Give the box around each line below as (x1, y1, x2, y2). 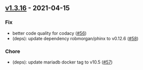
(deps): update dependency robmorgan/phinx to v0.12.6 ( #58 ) (12, 35, 139, 41)
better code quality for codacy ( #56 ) (12, 30, 87, 36)
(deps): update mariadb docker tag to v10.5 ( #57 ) (12, 59, 113, 65)
